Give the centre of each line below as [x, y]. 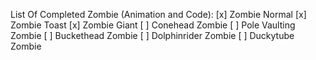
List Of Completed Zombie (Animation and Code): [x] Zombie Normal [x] [158, 14]
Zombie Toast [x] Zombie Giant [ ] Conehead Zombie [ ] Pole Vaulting [153, 25]
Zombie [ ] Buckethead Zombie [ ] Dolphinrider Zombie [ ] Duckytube [152, 35]
